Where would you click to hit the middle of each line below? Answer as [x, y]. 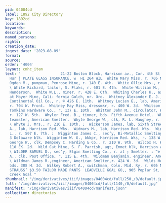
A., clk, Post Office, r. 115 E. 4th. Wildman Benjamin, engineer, [82, 156]
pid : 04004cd [19, 10]
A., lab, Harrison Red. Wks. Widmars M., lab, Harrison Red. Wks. [81, 129]
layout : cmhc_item [24, 69]
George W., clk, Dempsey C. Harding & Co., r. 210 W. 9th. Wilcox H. [84, 143]
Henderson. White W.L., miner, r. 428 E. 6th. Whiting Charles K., [83, 92]
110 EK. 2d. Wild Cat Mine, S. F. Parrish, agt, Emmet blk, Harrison [84, 147]
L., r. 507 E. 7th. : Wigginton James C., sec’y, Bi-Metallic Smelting [86, 134]
